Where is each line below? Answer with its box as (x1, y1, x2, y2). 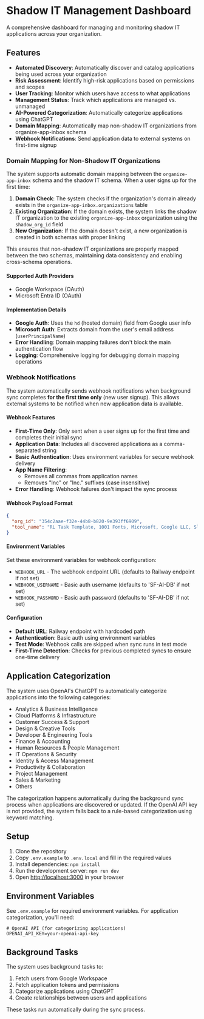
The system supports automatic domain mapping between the (6, 171, 162, 178)
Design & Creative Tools (15, 725, 76, 732)
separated (15, 447, 41, 454)
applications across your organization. (6, 30, 102, 37)
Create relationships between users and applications (15, 994, 147, 1001)
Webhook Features (6, 414, 56, 421)
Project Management (15, 770, 68, 777)
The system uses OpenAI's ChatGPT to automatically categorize (6, 687, 167, 694)
